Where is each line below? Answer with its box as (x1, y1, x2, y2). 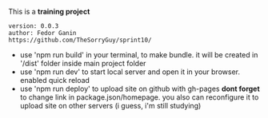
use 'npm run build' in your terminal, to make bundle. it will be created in (19, 50, 258, 59)
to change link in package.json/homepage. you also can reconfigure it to (19, 92, 259, 102)
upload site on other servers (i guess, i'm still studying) (19, 101, 202, 110)
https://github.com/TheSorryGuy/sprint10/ (8, 36, 152, 44)
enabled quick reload (19, 76, 90, 85)
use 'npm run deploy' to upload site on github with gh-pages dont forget (19, 84, 260, 93)
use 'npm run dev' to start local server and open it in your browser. (19, 67, 240, 77)
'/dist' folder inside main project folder (19, 59, 146, 68)
